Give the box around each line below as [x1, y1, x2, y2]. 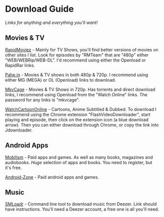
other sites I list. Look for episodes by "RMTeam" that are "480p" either [5, 52, 149, 58]
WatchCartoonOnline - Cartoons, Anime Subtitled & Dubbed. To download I [5, 106, 157, 112]
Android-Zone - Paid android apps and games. [5, 174, 99, 180]
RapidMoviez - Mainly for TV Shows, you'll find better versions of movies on [5, 46, 159, 52]
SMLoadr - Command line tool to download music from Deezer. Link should [5, 201, 157, 207]
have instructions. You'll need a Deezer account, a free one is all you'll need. [5, 206, 159, 212]
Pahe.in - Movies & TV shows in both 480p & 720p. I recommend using [5, 72, 148, 78]
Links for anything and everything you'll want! [5, 20, 98, 25]
